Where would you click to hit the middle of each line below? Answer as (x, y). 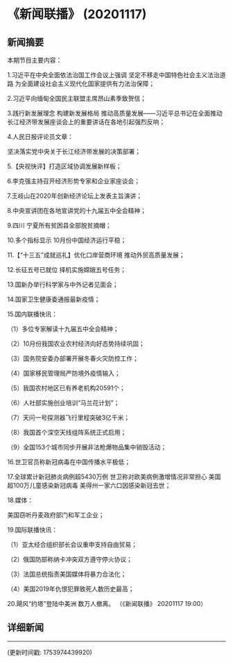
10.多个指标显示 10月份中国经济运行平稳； (67, 240)
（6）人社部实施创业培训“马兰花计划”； (63, 403)
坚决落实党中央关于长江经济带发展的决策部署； (74, 151)
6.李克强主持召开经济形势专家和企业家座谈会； (74, 181)
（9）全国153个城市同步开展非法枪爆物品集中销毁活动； (87, 447)
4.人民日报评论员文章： (41, 137)
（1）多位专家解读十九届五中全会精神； (63, 329)
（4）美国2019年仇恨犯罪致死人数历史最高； (71, 589)
